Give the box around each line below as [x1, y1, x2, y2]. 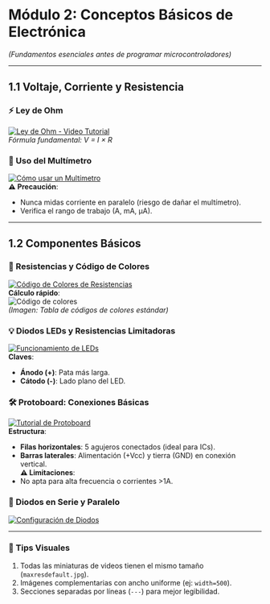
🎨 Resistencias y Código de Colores [8, 261, 150, 272]
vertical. [19, 459, 47, 469]
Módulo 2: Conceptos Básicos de [8, 6, 234, 24]
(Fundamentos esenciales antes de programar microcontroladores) [8, 49, 231, 59]
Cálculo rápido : [8, 288, 60, 297]
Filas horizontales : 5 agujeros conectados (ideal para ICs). [19, 442, 215, 452]
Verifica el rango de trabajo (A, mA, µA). [19, 205, 153, 215]
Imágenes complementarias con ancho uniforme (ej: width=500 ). [19, 577, 232, 587]
